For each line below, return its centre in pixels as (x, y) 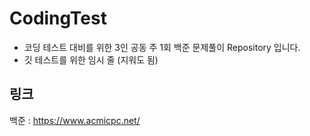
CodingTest (58, 18)
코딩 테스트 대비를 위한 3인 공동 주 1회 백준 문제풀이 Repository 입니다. (162, 47)
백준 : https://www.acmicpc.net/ (75, 120)
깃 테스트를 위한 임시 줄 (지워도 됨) (91, 59)
